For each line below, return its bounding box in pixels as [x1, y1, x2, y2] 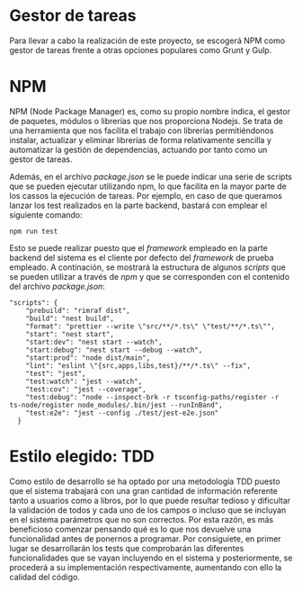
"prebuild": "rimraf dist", [25, 306, 130, 315]
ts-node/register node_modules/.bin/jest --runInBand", [9, 400, 223, 409]
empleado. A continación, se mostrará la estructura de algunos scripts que [9, 262, 286, 273]
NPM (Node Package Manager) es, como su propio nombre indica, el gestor [9, 105, 290, 117]
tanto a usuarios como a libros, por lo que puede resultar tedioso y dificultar [9, 495, 291, 506]
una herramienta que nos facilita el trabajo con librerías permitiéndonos [9, 125, 274, 136]
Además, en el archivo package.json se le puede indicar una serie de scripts [9, 171, 293, 182]
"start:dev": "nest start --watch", [25, 337, 164, 346]
